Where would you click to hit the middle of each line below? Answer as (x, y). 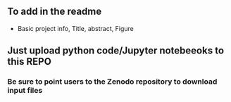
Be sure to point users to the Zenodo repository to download (112, 82)
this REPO (29, 62)
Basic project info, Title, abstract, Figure (75, 28)
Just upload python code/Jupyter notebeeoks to (115, 51)
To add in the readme (55, 12)
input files (25, 91)
